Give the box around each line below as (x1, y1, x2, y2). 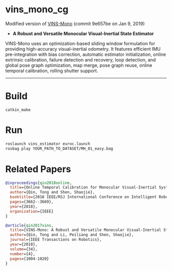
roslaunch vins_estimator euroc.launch (5, 141, 91, 147)
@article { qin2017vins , (5, 223, 54, 228)
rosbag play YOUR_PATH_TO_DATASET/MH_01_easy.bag (5, 146, 114, 151)
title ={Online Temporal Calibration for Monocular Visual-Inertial (10, 185, 157, 190)
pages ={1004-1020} (10, 256, 50, 261)
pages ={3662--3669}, (10, 199, 54, 204)
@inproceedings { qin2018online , (5, 180, 72, 185)
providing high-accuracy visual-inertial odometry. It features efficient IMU (5, 46, 161, 52)
